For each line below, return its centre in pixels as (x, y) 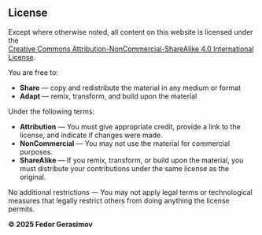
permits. (22, 209)
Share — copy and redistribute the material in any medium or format (130, 88)
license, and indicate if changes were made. (91, 135)
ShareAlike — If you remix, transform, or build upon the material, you (131, 160)
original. (33, 177)
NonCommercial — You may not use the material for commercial (125, 143)
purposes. (36, 151)
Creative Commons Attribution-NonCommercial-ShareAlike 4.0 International (131, 48)
